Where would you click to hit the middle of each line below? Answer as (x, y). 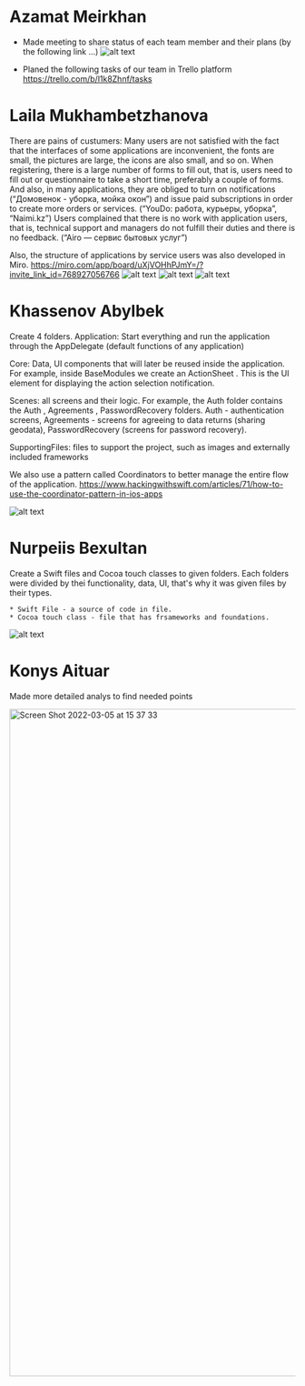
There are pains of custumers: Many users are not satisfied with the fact (144, 141)
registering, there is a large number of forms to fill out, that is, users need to (151, 169)
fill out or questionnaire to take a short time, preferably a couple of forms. (147, 179)
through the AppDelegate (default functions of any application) (127, 346)
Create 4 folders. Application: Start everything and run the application (140, 336)
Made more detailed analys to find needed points (101, 696)
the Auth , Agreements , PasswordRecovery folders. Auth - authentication (147, 410)
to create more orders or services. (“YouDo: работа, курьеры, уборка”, (143, 208)
